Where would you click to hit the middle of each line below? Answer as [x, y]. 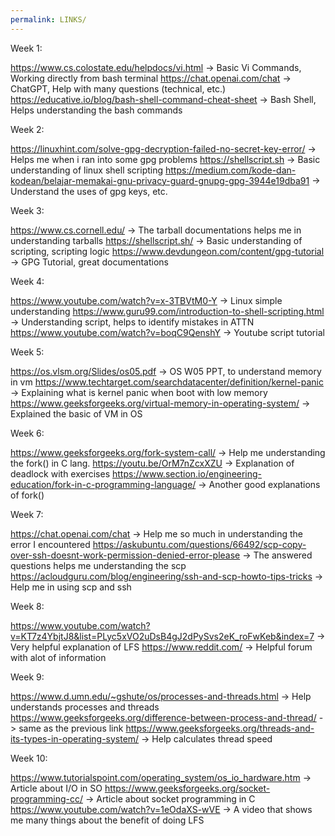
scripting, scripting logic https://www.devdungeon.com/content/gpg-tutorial [167, 251]
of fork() [27, 495]
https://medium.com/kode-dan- [230, 170]
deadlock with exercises [60, 473]
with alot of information [58, 657]
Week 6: [27, 433]
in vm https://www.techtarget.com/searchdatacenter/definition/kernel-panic [167, 382]
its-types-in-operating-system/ [75, 738]
